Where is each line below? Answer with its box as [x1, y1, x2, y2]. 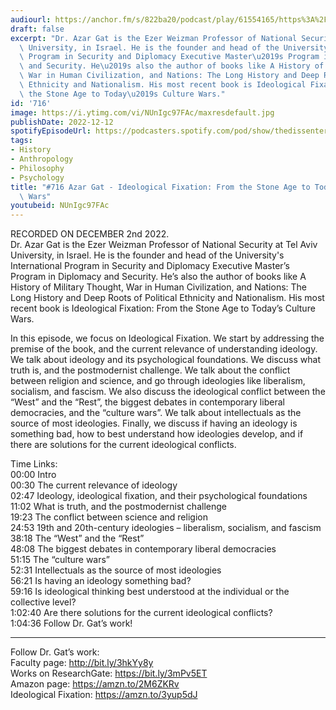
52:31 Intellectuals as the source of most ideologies [10, 564, 222, 576]
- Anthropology [10, 154, 74, 164]
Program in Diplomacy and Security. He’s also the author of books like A [10, 271, 307, 283]
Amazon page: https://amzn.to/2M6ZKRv [10, 678, 180, 690]
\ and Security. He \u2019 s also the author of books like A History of [19, 61, 325, 71]
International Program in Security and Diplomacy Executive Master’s [10, 260, 290, 272]
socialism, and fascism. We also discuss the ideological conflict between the [10, 386, 326, 398]
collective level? [10, 596, 77, 608]
